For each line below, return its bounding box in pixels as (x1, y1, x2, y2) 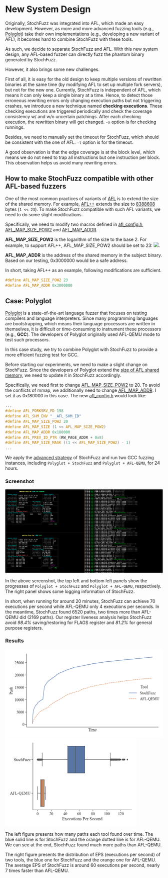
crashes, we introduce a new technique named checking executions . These (5, 103, 162, 109)
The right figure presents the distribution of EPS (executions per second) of (5, 851, 161, 857)
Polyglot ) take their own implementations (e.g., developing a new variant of (5, 31, 160, 37)
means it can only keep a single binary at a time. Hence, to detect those (5, 92, 153, 98)
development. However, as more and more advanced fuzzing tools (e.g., (5, 25, 154, 31)
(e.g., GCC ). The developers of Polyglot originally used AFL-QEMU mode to (5, 331, 160, 337)
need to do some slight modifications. (5, 211, 83, 217)
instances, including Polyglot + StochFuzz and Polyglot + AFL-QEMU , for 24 (5, 460, 160, 466)
